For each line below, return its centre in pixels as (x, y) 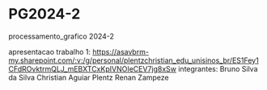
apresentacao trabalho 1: (50, 51)
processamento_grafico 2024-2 (61, 36)
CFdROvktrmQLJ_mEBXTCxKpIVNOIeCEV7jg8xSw (92, 68)
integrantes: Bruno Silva (218, 68)
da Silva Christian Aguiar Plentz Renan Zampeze (89, 77)
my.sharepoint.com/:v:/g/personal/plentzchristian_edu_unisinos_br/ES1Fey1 (133, 60)
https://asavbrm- (121, 51)
